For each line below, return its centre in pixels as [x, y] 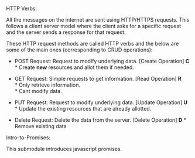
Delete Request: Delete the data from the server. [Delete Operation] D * [100, 120]
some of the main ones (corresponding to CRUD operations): [79, 50]
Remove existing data [40, 126]
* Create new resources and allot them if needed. [74, 67]
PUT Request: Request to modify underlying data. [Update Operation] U [101, 102]
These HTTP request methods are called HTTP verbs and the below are [93, 44]
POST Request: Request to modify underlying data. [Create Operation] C [102, 61]
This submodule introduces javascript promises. [64, 149]
